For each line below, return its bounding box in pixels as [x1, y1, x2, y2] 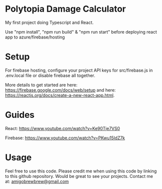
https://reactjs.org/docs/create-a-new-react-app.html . [5, 92, 115, 98]
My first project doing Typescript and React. [5, 19, 94, 25]
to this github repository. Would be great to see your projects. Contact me [5, 173, 153, 179]
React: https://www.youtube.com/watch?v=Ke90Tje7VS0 [5, 125, 121, 131]
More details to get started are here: [5, 82, 78, 88]
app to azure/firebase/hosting [5, 34, 65, 40]
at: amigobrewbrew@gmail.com [5, 178, 69, 184]
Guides [5, 110, 35, 120]
